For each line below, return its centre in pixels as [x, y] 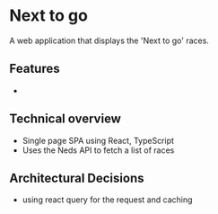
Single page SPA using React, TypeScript [98, 140]
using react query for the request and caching [107, 200]
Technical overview [65, 119]
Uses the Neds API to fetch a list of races [98, 150]
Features [35, 69]
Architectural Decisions [77, 178]
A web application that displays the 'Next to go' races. [109, 40]
